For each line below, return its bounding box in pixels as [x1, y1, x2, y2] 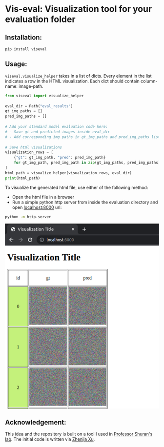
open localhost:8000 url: [12, 204, 62, 210]
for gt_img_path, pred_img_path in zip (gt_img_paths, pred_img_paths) [14, 160, 161, 165]
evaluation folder [5, 14, 76, 25]
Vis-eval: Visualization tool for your [5, 3, 152, 15]
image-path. [19, 83, 43, 89]
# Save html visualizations [5, 145, 62, 150]
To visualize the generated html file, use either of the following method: [5, 184, 148, 190]
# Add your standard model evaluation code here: [5, 124, 108, 129]
